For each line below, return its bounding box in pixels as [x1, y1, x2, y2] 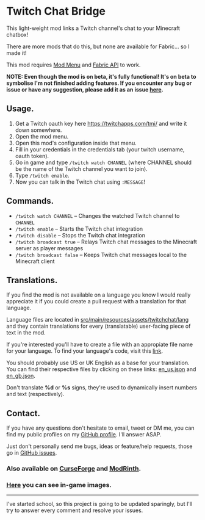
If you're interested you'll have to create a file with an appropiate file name [6, 341, 193, 348]
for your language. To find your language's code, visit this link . [6, 347, 164, 355]
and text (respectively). [6, 391, 65, 398]
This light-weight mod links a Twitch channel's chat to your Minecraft [6, 24, 180, 32]
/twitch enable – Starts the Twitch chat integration [15, 225, 143, 233]
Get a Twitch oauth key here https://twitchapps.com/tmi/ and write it [15, 120, 187, 127]
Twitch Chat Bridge [6, 4, 106, 18]
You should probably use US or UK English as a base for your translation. [6, 359, 190, 367]
